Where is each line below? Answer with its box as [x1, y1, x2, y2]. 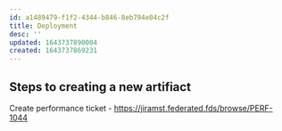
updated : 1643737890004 [9, 37, 98, 47]
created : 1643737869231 [9, 46, 98, 55]
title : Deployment [9, 21, 78, 30]
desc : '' [9, 29, 42, 38]
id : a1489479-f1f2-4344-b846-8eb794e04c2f [9, 12, 170, 22]
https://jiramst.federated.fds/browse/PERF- [113, 102, 274, 113]
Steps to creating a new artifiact [9, 79, 192, 94]
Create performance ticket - [9, 102, 112, 113]
